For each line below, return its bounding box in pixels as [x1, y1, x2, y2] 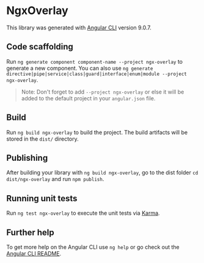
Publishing [6, 152, 48, 163]
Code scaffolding [6, 42, 73, 52]
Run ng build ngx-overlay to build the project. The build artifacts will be [6, 128, 188, 136]
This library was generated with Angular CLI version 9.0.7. [6, 24, 151, 31]
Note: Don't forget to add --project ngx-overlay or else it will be [21, 88, 184, 95]
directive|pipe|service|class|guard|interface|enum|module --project [6, 71, 188, 77]
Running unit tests [6, 193, 78, 204]
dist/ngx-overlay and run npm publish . [6, 176, 104, 183]
